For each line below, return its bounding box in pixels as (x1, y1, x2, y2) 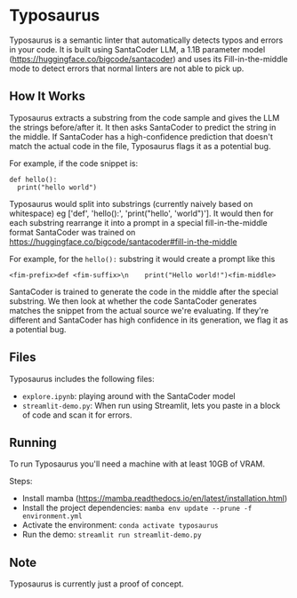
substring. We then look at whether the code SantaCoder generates (9, 295, 258, 307)
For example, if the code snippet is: (9, 157, 139, 169)
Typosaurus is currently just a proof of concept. (9, 578, 184, 589)
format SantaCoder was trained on (9, 227, 136, 237)
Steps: (9, 476, 33, 487)
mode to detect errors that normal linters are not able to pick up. (9, 63, 245, 74)
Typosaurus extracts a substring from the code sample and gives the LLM (9, 112, 280, 123)
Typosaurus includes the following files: (9, 373, 156, 384)
